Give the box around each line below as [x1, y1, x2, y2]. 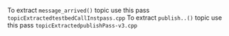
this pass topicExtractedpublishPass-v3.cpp [7, 21, 137, 29]
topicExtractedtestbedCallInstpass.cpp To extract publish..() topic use [7, 13, 223, 22]
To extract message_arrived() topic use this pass [7, 6, 150, 14]
